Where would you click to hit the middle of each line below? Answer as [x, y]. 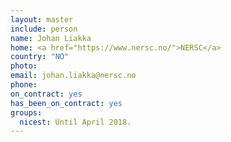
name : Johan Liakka [51, 38]
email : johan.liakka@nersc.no [73, 76]
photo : [24, 66]
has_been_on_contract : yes [66, 103]
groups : [26, 112]
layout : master [42, 19]
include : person [44, 29]
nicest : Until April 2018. [75, 122]
